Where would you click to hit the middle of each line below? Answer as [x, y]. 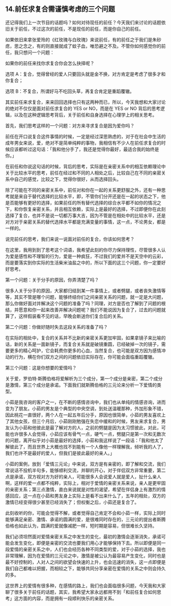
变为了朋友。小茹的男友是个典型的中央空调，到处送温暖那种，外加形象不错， [85, 408]
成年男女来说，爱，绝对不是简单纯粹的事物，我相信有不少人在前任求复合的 [83, 143]
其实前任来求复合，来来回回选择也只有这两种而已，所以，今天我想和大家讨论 [85, 102]
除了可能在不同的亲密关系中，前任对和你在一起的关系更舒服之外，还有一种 [83, 190]
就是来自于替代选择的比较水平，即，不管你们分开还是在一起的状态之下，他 [88, 196]
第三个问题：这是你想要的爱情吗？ [41, 367]
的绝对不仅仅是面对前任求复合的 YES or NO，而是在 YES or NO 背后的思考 [83, 108]
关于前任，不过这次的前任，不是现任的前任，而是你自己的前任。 [76, 29]
